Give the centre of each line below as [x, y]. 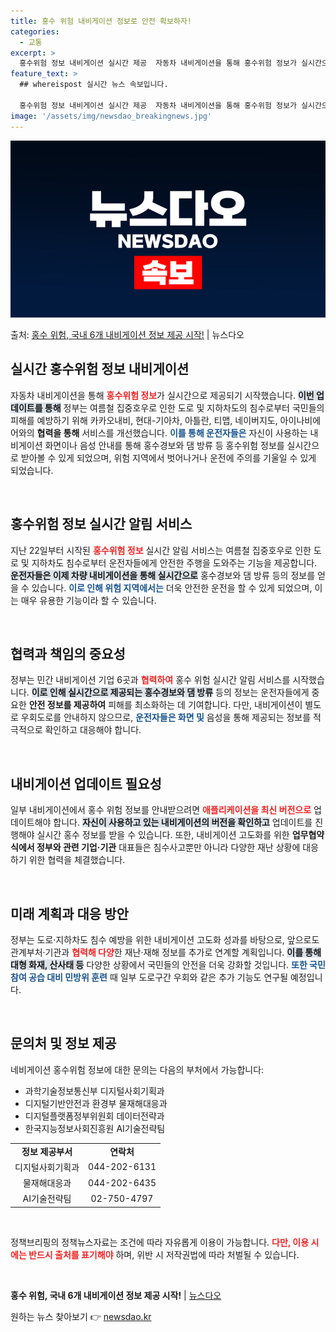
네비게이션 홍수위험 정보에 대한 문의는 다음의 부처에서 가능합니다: [137, 1069]
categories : [35, 31]
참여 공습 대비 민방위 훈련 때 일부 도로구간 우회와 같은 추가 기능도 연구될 [149, 977]
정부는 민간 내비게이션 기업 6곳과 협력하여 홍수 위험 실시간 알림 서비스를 [150, 680]
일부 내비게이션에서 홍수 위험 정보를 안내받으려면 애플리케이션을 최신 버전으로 [161, 810]
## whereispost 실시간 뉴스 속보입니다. [94, 85]
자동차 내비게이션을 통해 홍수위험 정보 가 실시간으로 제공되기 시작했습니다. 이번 [162, 395]
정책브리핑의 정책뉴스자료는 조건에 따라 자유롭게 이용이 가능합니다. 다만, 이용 [160, 1242]
